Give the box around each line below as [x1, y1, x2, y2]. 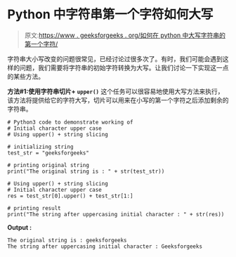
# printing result [7, 204, 61, 211]
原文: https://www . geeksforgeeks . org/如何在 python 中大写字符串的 [24, 31, 226, 39]
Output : [7, 223, 32, 232]
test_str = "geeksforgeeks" [7, 149, 90, 157]
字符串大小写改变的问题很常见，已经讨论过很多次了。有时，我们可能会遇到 [7, 54, 223, 63]
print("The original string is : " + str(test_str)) [7, 168, 165, 175]
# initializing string [7, 143, 74, 150]
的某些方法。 [7, 72, 44, 81]
